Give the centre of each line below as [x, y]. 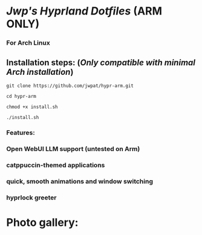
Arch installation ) [40, 72]
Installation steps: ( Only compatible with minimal [101, 63]
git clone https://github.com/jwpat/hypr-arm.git [70, 86]
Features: [21, 132]
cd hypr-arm [21, 96]
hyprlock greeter [31, 198]
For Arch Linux [28, 43]
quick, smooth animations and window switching [80, 181]
